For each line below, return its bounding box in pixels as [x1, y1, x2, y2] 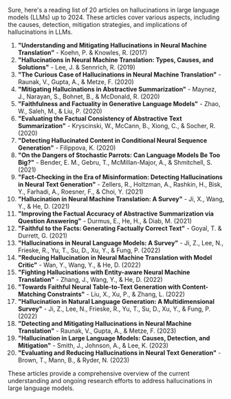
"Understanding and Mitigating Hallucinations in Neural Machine [17, 41, 207, 49]
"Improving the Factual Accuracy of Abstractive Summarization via [17, 209, 214, 218]
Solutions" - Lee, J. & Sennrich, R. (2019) [17, 63, 136, 71]
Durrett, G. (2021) [17, 232, 68, 240]
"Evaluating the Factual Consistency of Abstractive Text [17, 114, 182, 123]
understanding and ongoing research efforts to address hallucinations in [8, 377, 212, 385]
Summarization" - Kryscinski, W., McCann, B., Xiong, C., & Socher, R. [17, 122, 216, 130]
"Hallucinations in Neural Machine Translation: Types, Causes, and [17, 56, 214, 64]
